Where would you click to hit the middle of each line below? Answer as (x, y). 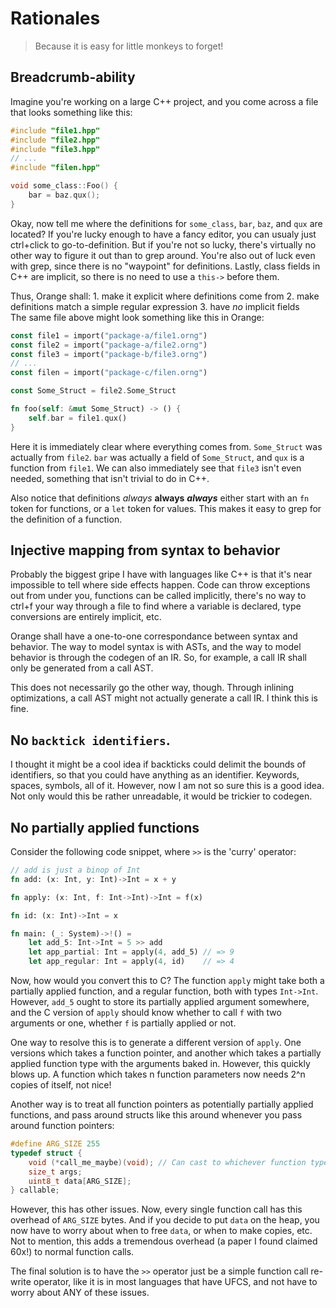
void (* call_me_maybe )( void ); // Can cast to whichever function (167, 1162)
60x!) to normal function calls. (72, 1252)
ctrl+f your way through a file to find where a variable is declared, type (156, 606)
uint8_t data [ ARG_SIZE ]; (80, 1181)
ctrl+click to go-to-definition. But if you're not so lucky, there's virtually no (163, 244)
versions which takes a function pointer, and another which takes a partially (166, 1053)
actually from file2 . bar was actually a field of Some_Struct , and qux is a (157, 457)
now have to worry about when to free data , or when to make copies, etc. (161, 1231)
